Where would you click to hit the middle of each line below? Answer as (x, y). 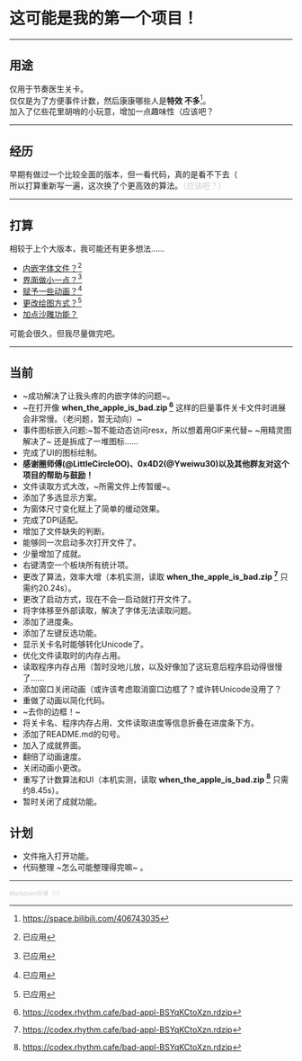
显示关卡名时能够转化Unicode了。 (85, 644)
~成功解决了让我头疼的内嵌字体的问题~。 (98, 396)
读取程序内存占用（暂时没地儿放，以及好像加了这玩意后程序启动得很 (148, 666)
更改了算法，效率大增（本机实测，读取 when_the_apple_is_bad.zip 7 (150, 576)
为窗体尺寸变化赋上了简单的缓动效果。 (93, 509)
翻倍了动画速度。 (54, 756)
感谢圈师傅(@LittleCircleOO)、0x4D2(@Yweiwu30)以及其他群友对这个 (155, 464)
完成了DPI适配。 (53, 520)
